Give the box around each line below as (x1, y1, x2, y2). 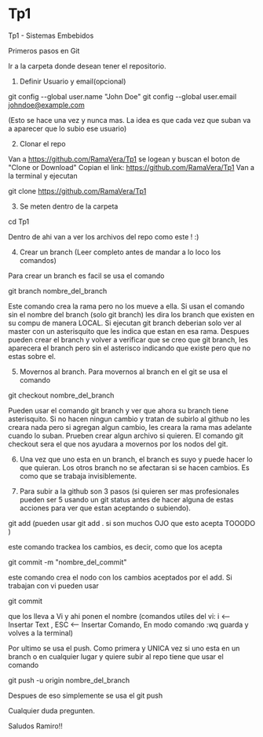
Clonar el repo (19, 139, 66, 148)
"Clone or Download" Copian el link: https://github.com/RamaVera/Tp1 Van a (8, 162, 255, 172)
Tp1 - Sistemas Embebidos (8, 31, 94, 40)
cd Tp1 (8, 217, 30, 226)
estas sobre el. (8, 351, 57, 361)
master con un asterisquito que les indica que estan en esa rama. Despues (8, 326, 250, 335)
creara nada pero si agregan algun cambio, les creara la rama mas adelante (8, 422, 253, 431)
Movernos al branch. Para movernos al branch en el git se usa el (19, 367, 228, 376)
